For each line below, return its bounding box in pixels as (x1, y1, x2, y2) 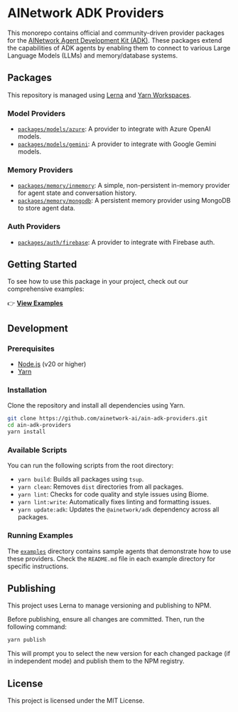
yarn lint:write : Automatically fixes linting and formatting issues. (17, 498, 212, 506)
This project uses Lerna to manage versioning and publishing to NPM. (7, 601, 212, 610)
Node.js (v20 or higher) (17, 360, 87, 368)
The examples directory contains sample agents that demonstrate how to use (7, 546, 232, 556)
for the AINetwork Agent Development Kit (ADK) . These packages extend (7, 36, 222, 44)
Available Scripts (7, 445, 67, 455)
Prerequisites (7, 344, 55, 354)
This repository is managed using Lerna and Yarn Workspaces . (7, 90, 192, 99)
